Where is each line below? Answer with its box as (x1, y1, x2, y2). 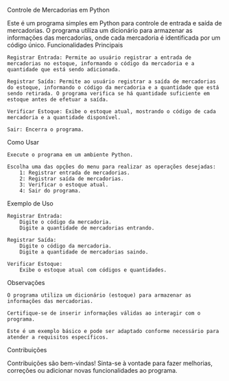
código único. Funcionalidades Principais (7, 41, 123, 49)
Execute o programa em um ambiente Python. (7, 151, 134, 158)
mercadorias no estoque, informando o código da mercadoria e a (7, 60, 195, 67)
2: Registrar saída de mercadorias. (19, 175, 125, 182)
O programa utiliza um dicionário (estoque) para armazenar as (7, 292, 192, 299)
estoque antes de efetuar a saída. (7, 96, 109, 103)
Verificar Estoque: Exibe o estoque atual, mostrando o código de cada (7, 108, 216, 115)
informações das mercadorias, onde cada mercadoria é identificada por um (7, 34, 221, 42)
